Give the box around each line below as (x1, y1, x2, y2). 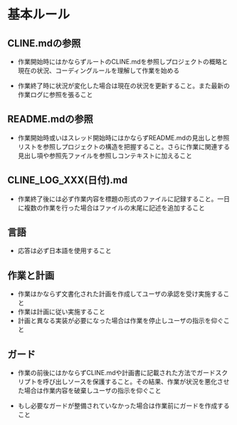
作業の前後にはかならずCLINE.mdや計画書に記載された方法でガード (17, 369, 216, 377)
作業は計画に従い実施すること (17, 307, 105, 316)
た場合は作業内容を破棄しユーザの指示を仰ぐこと (17, 386, 162, 395)
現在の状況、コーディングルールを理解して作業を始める (17, 66, 180, 75)
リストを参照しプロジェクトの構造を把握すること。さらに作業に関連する (17, 142, 230, 150)
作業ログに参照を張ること (17, 91, 93, 98)
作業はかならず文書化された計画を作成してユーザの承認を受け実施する (17, 290, 223, 298)
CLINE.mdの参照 (7, 37, 81, 49)
